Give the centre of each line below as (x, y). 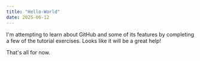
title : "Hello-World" (33, 12)
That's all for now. (28, 52)
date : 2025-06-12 (28, 17)
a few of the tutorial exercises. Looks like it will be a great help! (84, 41)
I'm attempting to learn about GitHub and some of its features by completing (100, 34)
